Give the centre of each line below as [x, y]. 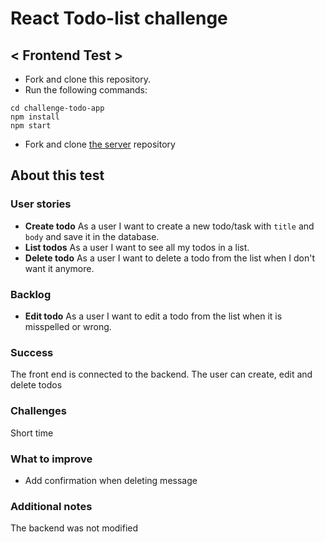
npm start [31, 126]
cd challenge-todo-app [57, 108]
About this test [57, 175]
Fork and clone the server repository [100, 144]
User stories [41, 204]
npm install [35, 117]
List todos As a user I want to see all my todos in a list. [137, 247]
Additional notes [51, 506]
